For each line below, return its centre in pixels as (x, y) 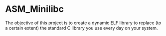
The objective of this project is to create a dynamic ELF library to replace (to (83, 23)
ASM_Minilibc (34, 9)
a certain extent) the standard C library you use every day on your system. (82, 28)
